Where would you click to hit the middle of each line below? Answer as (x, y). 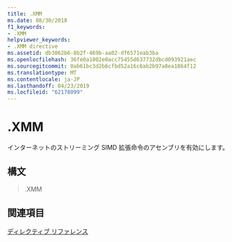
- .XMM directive (33, 46)
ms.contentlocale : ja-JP (44, 79)
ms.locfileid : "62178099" (45, 92)
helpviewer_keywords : (39, 40)
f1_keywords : (26, 27)
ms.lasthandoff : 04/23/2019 (49, 86)
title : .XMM (25, 14)
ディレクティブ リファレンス (48, 231)
